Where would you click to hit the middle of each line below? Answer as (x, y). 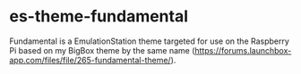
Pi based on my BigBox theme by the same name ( (102, 50)
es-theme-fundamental (99, 16)
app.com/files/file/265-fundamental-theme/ (90, 60)
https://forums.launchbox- (243, 50)
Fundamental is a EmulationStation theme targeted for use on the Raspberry (149, 41)
